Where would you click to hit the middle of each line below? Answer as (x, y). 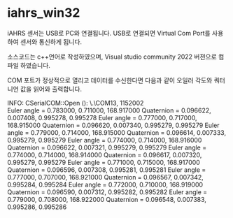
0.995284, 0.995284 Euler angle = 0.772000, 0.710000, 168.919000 (105, 184)
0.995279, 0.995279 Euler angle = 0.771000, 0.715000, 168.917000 (104, 162)
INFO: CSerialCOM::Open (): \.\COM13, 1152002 (76, 103)
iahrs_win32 (44, 13)
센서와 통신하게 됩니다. (51, 42)
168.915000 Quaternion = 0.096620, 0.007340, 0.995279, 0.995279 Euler (113, 125)
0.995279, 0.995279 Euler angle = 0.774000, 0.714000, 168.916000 (105, 140)
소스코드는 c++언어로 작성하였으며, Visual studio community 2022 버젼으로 (112, 57)
